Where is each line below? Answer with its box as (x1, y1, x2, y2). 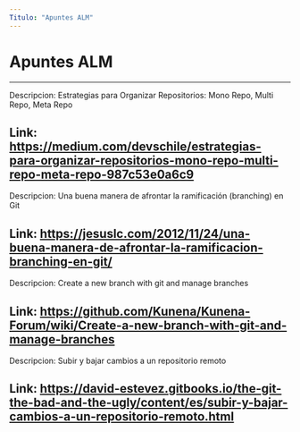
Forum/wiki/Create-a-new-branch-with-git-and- (9, 318, 287, 333)
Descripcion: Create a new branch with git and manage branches (9, 278, 249, 289)
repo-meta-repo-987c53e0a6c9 (9, 166, 195, 182)
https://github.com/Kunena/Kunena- (39, 303, 251, 318)
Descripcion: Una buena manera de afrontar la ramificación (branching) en (9, 191, 284, 201)
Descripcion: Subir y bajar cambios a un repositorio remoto (9, 355, 227, 366)
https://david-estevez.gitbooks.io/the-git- (39, 381, 282, 396)
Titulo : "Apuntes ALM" (9, 13, 94, 22)
